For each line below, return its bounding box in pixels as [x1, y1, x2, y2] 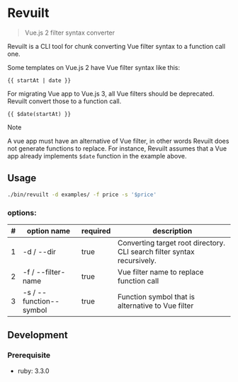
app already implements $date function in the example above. [7, 151, 187, 160]
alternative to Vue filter [118, 301, 194, 311]
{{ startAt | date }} [7, 76, 72, 84]
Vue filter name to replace [118, 267, 204, 277]
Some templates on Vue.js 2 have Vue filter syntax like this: [7, 63, 181, 71]
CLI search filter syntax [118, 246, 195, 256]
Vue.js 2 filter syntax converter [24, 28, 115, 37]
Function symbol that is [118, 291, 195, 301]
